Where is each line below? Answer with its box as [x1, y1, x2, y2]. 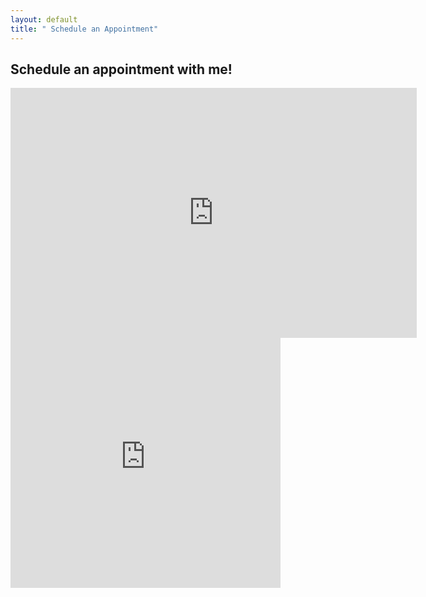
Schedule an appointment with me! [10, 61, 233, 78]
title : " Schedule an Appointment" [10, 24, 159, 34]
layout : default [10, 14, 78, 25]
